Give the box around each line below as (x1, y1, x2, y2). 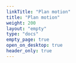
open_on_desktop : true (6, 43, 63, 49)
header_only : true (6, 48, 52, 54)
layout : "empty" (6, 25, 47, 32)
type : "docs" (6, 31, 39, 37)
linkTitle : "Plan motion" (6, 8, 71, 15)
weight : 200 (6, 20, 36, 26)
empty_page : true (6, 37, 50, 43)
